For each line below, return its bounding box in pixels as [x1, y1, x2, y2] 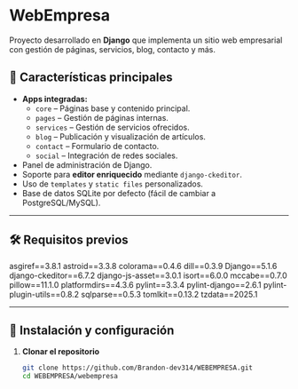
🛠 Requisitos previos [9, 233, 129, 248]
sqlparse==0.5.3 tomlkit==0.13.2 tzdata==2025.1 [81, 289, 258, 299]
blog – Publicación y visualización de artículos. [35, 131, 207, 142]
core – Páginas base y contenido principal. [35, 103, 191, 114]
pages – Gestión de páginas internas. [35, 112, 169, 123]
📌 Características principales [9, 70, 173, 85]
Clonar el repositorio [21, 346, 100, 357]
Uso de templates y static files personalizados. [21, 179, 204, 189]
